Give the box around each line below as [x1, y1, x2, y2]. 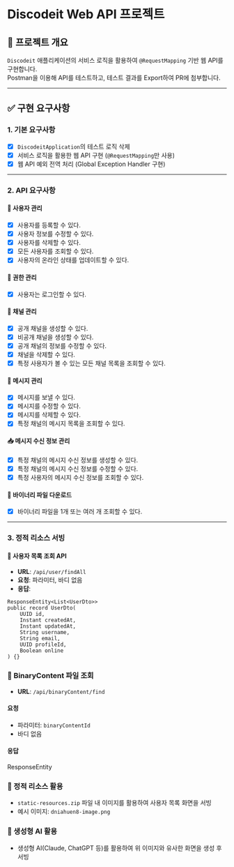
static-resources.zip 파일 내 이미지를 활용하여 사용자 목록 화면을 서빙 [17, 799, 212, 807]
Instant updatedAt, [19, 623, 77, 630]
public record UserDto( [7, 605, 77, 612]
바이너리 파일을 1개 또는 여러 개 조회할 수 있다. [17, 507, 143, 516]
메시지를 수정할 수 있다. [17, 402, 81, 410]
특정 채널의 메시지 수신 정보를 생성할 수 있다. [17, 455, 139, 464]
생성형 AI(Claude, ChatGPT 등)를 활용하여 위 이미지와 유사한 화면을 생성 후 [17, 843, 222, 852]
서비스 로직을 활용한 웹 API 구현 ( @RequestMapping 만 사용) [17, 151, 175, 159]
